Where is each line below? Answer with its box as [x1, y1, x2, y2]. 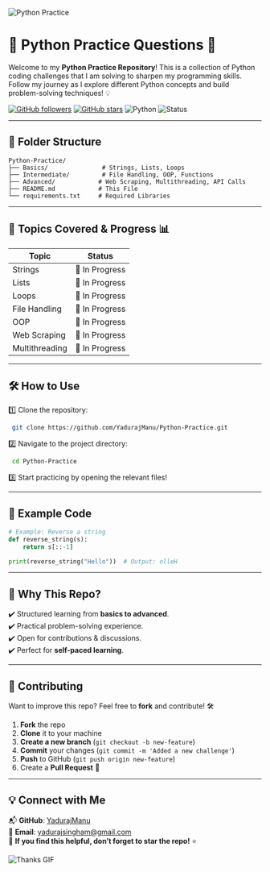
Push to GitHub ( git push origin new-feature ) [19, 754, 175, 764]
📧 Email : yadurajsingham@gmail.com [8, 827, 132, 837]
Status [87, 250, 114, 261]
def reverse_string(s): [8, 535, 88, 543]
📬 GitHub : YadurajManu [8, 815, 91, 825]
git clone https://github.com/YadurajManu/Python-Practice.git [11, 424, 228, 432]
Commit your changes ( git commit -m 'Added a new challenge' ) [19, 745, 235, 755]
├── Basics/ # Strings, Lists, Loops [8, 164, 185, 172]
